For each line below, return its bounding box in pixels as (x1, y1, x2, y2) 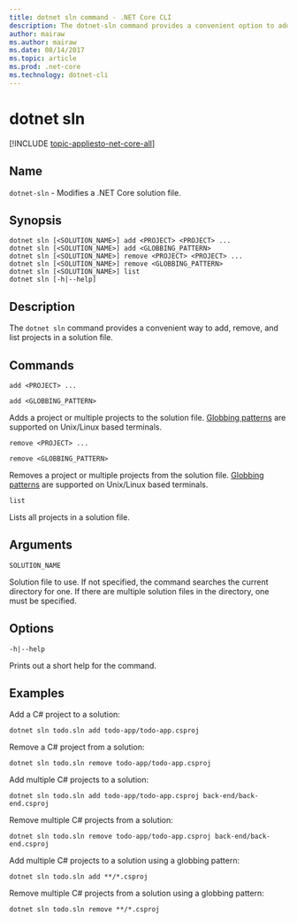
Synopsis (9, 213, 62, 228)
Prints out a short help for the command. (9, 660, 157, 671)
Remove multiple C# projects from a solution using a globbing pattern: (9, 888, 265, 899)
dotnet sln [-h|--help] (9, 275, 97, 284)
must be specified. (9, 595, 77, 606)
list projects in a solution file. (9, 332, 113, 343)
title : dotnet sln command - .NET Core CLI (9, 12, 172, 22)
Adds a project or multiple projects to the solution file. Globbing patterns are (9, 412, 286, 423)
